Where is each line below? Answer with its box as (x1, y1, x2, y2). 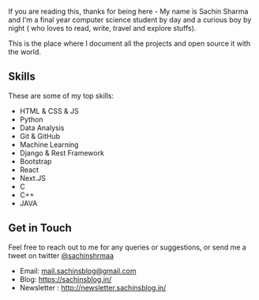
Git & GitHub (19, 131, 61, 141)
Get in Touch (8, 221, 73, 235)
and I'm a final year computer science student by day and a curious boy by (8, 15, 252, 24)
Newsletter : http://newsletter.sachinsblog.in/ (19, 283, 167, 292)
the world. (8, 47, 42, 56)
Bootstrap (19, 156, 52, 166)
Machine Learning (19, 140, 79, 149)
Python (19, 114, 43, 124)
